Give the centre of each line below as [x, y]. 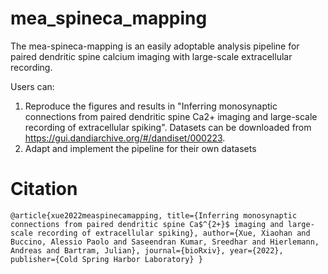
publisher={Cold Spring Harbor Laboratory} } [106, 259]
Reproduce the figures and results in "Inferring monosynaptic [151, 106]
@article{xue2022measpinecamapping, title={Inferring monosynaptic [154, 215]
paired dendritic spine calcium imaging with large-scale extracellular [151, 56]
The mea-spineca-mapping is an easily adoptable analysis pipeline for [155, 46]
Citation [44, 189]
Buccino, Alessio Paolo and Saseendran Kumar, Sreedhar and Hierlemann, [165, 242]
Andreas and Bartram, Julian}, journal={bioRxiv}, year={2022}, [147, 250]
